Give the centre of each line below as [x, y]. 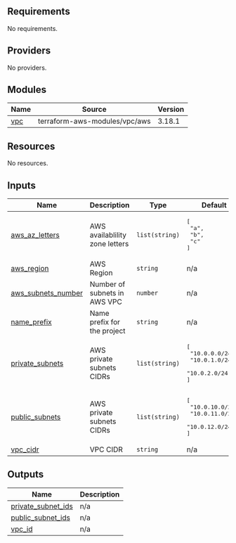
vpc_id [22, 529]
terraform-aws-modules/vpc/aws [94, 121]
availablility [108, 235]
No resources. [28, 163]
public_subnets [36, 417]
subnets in [107, 293]
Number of [107, 284]
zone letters [109, 243]
